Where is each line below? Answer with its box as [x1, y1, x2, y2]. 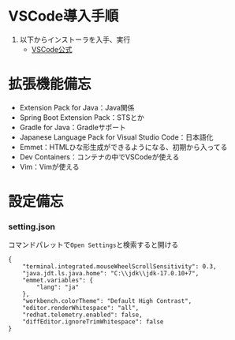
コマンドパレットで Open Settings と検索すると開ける [8, 240, 179, 249]
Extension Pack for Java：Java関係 [19, 103, 135, 112]
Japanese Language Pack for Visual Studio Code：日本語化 [19, 132, 214, 142]
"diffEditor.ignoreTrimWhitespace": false [22, 318, 164, 326]
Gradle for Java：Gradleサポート [19, 122, 126, 132]
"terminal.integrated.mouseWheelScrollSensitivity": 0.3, [22, 263, 217, 271]
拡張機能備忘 [8, 76, 92, 93]
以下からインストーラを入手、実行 [19, 35, 131, 44]
